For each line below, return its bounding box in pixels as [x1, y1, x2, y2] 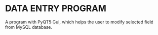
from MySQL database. [5, 24, 53, 30]
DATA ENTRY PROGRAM [5, 3, 107, 14]
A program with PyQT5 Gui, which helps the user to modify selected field [5, 19, 154, 25]
